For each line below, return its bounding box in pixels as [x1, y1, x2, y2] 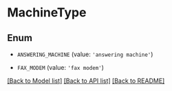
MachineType [7, 5, 87, 21]
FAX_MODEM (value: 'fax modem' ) [17, 64, 105, 71]
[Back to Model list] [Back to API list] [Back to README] [7, 77, 165, 85]
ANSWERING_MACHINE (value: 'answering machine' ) [17, 50, 153, 58]
